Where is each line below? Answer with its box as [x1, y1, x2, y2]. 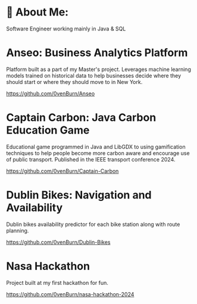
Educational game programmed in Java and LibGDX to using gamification [6, 143, 186, 150]
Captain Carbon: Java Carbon [6, 111, 157, 125]
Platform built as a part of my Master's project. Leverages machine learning [6, 66, 192, 73]
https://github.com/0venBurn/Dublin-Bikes [6, 238, 111, 246]
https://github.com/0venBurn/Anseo [6, 89, 95, 97]
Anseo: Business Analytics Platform [6, 46, 188, 60]
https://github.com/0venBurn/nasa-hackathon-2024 [6, 290, 135, 297]
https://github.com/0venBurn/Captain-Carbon [6, 167, 119, 175]
